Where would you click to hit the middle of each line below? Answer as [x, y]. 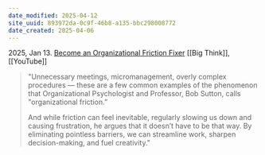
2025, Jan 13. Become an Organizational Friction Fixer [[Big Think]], [119, 53]
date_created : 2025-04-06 [51, 30]
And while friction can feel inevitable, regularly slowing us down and [140, 118]
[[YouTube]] [28, 61]
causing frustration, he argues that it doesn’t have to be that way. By [140, 126]
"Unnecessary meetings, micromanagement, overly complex [127, 77]
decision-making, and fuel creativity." [89, 143]
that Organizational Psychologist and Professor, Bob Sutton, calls [134, 94]
